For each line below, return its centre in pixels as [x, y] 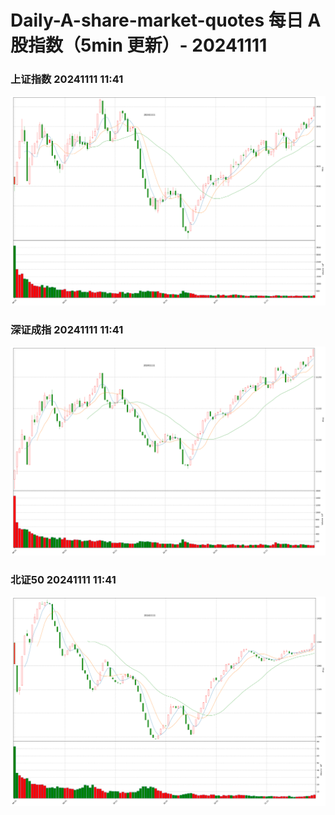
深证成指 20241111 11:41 [67, 329]
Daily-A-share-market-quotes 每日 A [166, 20]
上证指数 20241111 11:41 [67, 79]
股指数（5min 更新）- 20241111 [139, 45]
